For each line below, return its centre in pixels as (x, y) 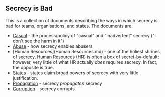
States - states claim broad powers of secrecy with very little (75, 73)
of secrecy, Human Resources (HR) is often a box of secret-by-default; (86, 57)
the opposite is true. (33, 67)
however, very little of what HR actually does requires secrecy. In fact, (85, 62)
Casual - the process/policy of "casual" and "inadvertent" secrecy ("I (84, 35)
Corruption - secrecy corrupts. (44, 89)
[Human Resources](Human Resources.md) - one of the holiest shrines (86, 51)
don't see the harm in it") (38, 41)
